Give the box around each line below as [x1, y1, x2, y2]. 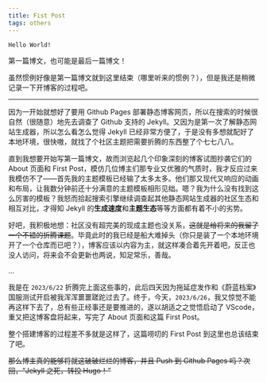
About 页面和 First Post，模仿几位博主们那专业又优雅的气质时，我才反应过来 [8, 164, 258, 173]
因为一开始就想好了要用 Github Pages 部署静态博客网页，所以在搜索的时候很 [8, 106, 258, 116]
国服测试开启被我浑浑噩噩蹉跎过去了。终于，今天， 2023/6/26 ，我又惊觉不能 [8, 292, 257, 302]
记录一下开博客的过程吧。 [8, 83, 92, 92]
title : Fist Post [8, 11, 66, 20]
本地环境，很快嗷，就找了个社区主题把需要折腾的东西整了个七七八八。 [8, 137, 238, 146]
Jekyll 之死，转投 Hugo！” [25, 366, 111, 375]
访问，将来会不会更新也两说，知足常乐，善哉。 [21, 250, 176, 259]
